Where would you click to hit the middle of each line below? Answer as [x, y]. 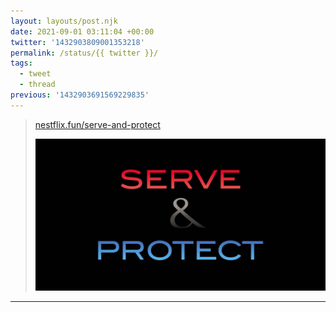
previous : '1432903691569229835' [80, 95]
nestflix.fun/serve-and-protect [97, 124]
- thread [37, 85]
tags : [21, 63]
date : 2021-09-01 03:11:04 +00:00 [82, 31]
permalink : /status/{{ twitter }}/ [84, 53]
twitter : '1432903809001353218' [77, 42]
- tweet [35, 74]
